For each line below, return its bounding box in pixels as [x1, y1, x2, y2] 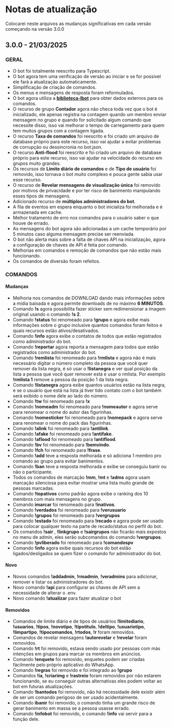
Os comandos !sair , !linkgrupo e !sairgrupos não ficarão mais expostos [12, 528, 166, 535]
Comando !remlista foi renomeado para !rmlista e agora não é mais [12, 355, 156, 361]
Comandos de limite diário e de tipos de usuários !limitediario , [12, 618, 145, 625]
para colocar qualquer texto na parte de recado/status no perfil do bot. [12, 523, 162, 529]
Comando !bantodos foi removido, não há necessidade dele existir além [12, 689, 165, 695]
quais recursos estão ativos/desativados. [12, 327, 100, 334]
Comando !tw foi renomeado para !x [12, 398, 90, 404]
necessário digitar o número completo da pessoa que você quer [12, 360, 148, 366]
